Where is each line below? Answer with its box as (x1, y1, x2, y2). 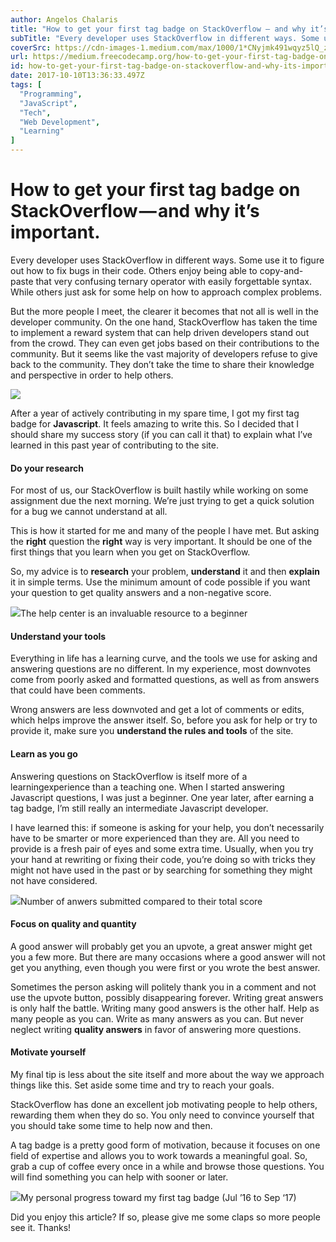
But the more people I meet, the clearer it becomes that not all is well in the (10, 305, 319, 317)
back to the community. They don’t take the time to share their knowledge (10, 358, 315, 370)
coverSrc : (10, 42, 52, 53)
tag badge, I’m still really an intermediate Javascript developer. (10, 802, 269, 814)
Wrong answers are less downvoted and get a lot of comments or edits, (10, 704, 305, 716)
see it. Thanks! (10, 1221, 72, 1233)
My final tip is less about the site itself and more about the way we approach (10, 1068, 325, 1080)
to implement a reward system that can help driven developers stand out (10, 326, 310, 338)
